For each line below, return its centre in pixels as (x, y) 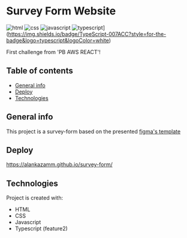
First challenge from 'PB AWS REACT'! (53, 52)
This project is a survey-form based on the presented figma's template (93, 131)
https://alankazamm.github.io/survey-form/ (59, 165)
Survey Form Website (61, 11)
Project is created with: (35, 198)
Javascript (28, 222)
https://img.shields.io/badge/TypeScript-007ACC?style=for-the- (87, 34)
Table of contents (40, 71)
